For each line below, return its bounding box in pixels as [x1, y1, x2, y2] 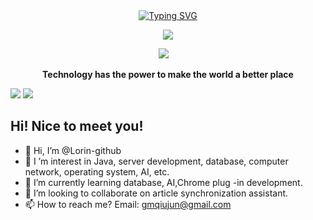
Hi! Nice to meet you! [10, 118, 144, 135]
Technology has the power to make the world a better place [42, 69, 294, 80]
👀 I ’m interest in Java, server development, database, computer [24, 155, 289, 167]
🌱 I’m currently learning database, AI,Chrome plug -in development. [24, 176, 303, 188]
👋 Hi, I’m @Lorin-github [24, 144, 122, 156]
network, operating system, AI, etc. [24, 165, 170, 178]
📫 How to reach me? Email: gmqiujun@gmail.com [24, 198, 232, 210]
